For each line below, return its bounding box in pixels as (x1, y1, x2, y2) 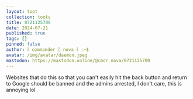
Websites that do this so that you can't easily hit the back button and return (6, 74, 187, 81)
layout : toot (6, 8, 38, 15)
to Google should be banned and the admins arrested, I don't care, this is (6, 80, 182, 87)
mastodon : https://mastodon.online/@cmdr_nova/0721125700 (6, 57, 150, 63)
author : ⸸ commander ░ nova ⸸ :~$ (6, 47, 89, 53)
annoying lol (6, 86, 36, 93)
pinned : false (6, 42, 41, 47)
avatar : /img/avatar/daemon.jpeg (6, 52, 88, 58)
